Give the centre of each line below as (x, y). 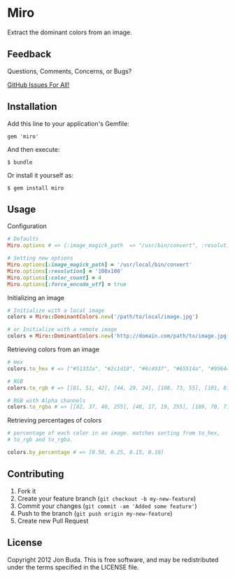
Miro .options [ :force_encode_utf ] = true (67, 284)
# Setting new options (40, 258)
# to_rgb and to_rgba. (40, 440)
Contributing (36, 474)
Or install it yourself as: (40, 175)
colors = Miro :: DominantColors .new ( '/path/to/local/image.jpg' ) (103, 317)
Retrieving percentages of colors (55, 421)
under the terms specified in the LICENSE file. (73, 567)
